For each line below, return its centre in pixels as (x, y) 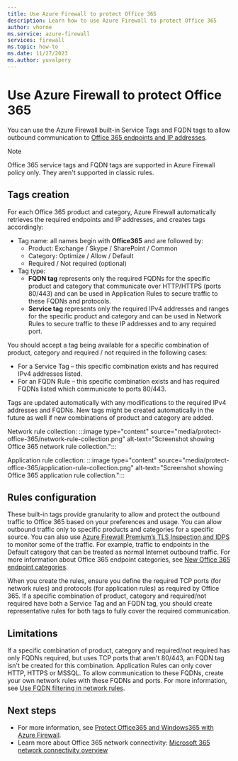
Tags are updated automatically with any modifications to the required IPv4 (117, 402)
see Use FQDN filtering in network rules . (66, 688)
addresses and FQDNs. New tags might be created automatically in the (111, 410)
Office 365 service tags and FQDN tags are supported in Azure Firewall (111, 165)
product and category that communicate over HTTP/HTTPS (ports (125, 286)
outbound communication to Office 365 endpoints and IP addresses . (107, 137)
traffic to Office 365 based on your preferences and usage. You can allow (114, 522)
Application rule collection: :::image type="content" (82, 460)
